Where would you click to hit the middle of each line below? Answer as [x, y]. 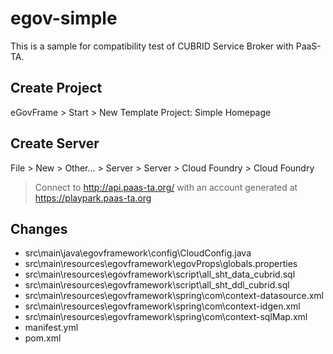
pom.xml [43, 338]
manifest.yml [51, 328]
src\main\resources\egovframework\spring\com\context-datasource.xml [174, 296]
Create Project [56, 88]
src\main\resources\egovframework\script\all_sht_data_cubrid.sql [160, 274]
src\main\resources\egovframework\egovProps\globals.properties [161, 264]
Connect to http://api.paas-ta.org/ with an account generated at [166, 187]
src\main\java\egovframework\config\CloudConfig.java [138, 253]
